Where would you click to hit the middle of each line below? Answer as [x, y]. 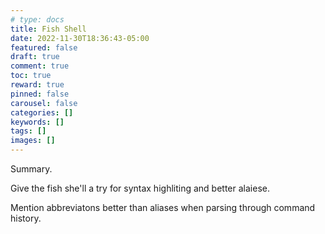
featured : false [44, 47]
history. [26, 218]
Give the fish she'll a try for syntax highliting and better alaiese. [140, 188]
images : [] [33, 141]
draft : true [35, 57]
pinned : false [40, 94]
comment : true [40, 66]
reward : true [37, 85]
